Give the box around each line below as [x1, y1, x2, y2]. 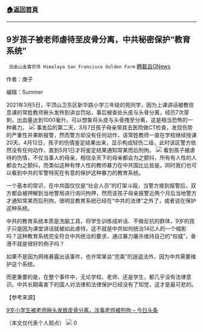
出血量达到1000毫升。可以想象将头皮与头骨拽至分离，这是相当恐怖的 [16, 117, 188, 124]
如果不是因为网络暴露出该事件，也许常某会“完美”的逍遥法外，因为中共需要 [6, 253, 192, 260]
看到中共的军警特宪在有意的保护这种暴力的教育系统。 [11, 169, 144, 176]
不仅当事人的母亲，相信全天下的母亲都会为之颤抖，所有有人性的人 [32, 154, 197, 161]
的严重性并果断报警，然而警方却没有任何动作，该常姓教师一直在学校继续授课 [6, 132, 197, 139]
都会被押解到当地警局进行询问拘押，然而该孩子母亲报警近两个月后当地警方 [11, 190, 197, 197]
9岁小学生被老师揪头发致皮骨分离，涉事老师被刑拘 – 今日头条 [6, 307, 158, 314]
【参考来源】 [6, 294, 38, 301]
